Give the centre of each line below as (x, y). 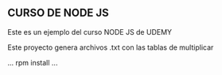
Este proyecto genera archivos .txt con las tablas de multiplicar (111, 47)
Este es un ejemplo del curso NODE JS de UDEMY (90, 32)
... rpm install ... (33, 62)
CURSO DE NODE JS (58, 13)
